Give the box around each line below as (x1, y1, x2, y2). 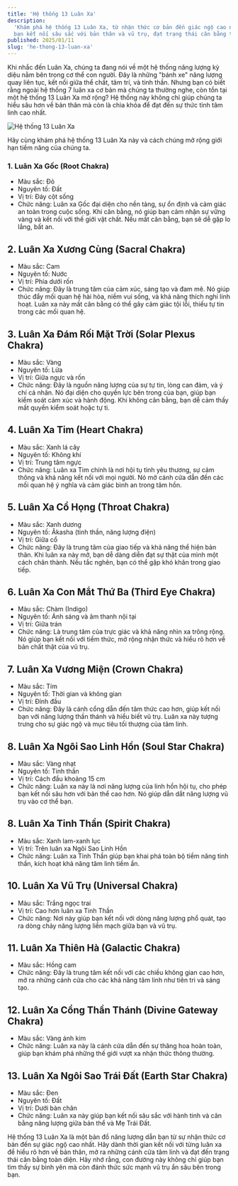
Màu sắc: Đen (17, 1089, 59, 1097)
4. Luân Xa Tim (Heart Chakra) (7, 424, 144, 436)
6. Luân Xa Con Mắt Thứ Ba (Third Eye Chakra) (7, 586, 216, 598)
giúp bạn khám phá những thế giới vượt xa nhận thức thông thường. (17, 1049, 215, 1058)
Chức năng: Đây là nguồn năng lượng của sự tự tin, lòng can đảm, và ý (17, 380, 223, 389)
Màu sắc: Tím (17, 682, 58, 690)
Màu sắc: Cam (17, 262, 60, 271)
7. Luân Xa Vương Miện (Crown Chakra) (7, 663, 184, 675)
